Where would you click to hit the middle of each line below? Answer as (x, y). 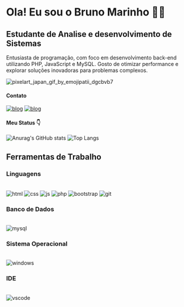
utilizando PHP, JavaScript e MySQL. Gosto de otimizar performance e (92, 64)
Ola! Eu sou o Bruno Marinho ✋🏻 (86, 12)
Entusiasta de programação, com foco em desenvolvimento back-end (91, 58)
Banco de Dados (30, 209)
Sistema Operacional (37, 243)
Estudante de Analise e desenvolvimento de (89, 34)
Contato (16, 95)
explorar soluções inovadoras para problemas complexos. (77, 70)
